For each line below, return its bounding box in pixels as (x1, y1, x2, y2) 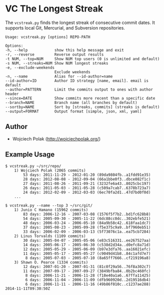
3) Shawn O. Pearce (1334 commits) (14, 259, 88, 265)
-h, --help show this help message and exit (5, 47, 124, 52)
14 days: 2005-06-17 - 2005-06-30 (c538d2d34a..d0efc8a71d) (23, 242, 151, 247)
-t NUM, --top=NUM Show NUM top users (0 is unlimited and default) (5, 56, 160, 61)
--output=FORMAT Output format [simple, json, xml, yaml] (5, 108, 142, 114)
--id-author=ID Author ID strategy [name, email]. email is (5, 78, 149, 83)
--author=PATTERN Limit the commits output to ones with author (5, 87, 153, 92)
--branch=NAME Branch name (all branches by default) (5, 100, 137, 105)
